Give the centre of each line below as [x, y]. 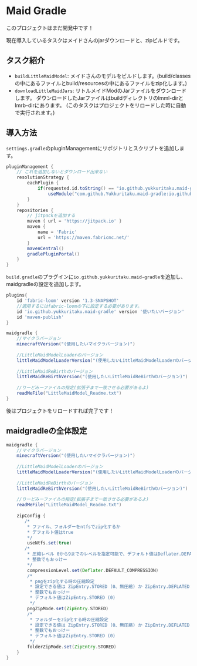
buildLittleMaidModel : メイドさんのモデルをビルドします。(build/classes [103, 76]
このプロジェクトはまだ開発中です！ [50, 28]
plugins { [17, 295]
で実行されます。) [35, 112]
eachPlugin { [43, 183]
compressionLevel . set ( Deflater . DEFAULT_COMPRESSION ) [93, 570]
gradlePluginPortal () [54, 254]
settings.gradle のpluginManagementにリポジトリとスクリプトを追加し [93, 148]
